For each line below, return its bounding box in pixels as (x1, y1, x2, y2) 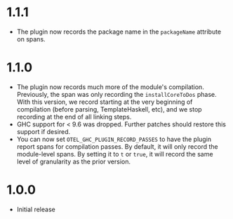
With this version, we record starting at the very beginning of (16, 98, 193, 106)
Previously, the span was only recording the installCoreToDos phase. (16, 90, 217, 98)
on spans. (16, 34, 46, 43)
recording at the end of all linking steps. (16, 112, 132, 121)
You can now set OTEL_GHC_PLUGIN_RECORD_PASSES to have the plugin (16, 135, 212, 143)
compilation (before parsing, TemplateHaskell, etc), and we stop (16, 105, 202, 113)
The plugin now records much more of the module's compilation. (16, 82, 204, 91)
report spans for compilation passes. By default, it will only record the (16, 142, 218, 151)
